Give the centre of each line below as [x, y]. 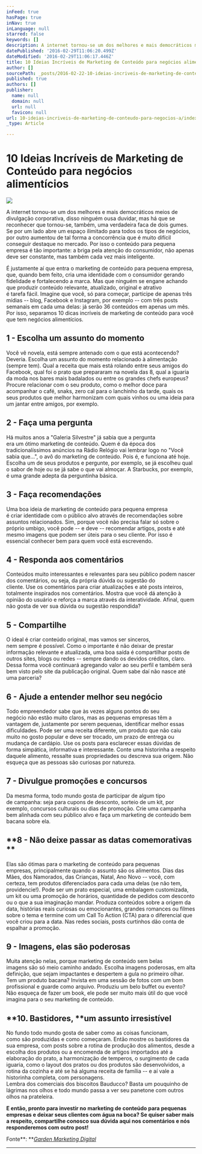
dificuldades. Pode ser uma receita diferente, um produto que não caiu [94, 730]
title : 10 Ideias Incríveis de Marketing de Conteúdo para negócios [94, 62]
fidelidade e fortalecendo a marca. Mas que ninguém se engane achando [97, 281]
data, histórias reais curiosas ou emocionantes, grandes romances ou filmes [101, 909]
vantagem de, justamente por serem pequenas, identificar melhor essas [95, 724]
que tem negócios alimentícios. [45, 320]
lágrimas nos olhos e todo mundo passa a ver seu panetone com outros [95, 1090]
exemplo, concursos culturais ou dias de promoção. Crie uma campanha [96, 808]
